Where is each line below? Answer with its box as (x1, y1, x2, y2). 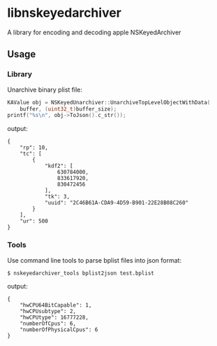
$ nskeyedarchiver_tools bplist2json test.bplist (7, 270, 155, 277)
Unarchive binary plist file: (7, 85, 82, 94)
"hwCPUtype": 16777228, (20, 314, 89, 321)
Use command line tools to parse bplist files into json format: (7, 256, 182, 264)
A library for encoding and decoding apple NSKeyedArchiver (7, 28, 181, 36)
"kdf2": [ (44, 162, 73, 169)
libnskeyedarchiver (7, 5, 122, 21)
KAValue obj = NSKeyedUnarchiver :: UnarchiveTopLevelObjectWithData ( (7, 99, 211, 106)
